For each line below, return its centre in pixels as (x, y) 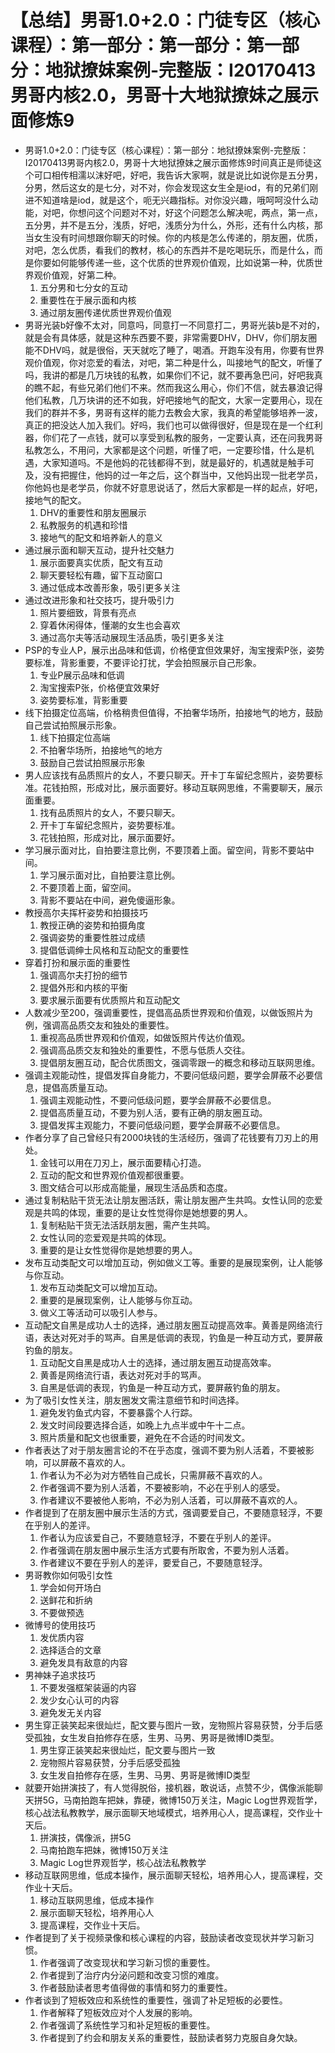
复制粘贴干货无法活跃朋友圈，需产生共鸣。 (127, 1225)
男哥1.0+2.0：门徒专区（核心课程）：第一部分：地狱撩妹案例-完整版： (167, 150)
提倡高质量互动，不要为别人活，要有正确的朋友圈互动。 (153, 1112)
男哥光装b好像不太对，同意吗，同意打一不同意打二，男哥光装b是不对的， (174, 325)
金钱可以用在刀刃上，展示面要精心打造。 (123, 1162)
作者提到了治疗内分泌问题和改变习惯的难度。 (132, 1975)
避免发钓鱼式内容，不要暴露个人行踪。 (118, 1412)
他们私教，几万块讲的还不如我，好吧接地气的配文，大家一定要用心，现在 (173, 400)
